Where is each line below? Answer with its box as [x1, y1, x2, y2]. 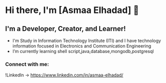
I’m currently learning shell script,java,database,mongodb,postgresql [12, 48, 154, 54]
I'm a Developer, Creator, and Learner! [5, 24, 126, 33]
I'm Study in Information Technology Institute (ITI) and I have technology [12, 37, 161, 43]
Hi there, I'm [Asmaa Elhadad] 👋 [5, 4, 140, 16]
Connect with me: [5, 60, 49, 67]
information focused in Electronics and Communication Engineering [12, 43, 152, 49]
